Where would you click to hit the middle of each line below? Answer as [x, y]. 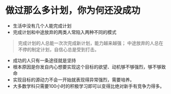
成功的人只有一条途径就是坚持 [44, 60]
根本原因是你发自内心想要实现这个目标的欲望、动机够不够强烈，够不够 [87, 67]
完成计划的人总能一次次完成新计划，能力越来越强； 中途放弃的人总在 [90, 43]
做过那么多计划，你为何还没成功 [73, 11]
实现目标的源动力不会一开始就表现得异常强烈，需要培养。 [73, 80]
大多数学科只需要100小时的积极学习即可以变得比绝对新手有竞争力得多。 [89, 86]
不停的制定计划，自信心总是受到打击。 [58, 49]
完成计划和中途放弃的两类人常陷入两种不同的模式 [64, 32]
